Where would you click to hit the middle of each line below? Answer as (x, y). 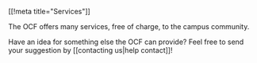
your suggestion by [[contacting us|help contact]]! (90, 50)
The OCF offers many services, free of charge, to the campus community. (129, 26)
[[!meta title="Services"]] (50, 11)
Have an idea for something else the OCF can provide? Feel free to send (126, 42)
